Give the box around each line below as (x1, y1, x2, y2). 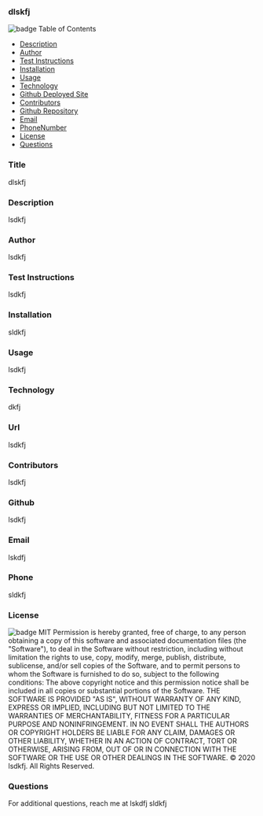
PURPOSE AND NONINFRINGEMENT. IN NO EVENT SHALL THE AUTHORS (8, 719, 250, 729)
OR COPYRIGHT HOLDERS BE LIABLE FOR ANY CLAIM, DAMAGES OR (8, 728, 236, 737)
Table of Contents (38, 24, 97, 34)
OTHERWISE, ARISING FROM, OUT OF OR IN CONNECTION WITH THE (8, 744, 237, 754)
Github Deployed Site (19, 90, 89, 99)
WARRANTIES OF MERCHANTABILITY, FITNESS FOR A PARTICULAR (8, 711, 230, 721)
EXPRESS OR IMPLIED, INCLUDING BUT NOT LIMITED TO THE (8, 703, 210, 712)
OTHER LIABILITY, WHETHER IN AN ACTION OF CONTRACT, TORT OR (8, 737, 237, 746)
